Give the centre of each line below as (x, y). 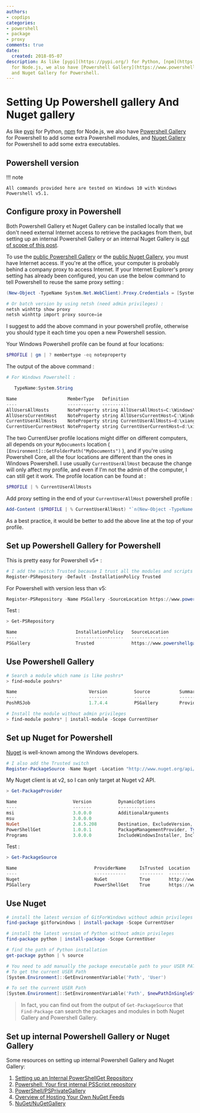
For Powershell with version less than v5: (56, 588)
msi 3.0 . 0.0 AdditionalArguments (87, 813)
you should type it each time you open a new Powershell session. (86, 332)
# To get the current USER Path (46, 972)
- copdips (18, 17)
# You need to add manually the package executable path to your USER (96, 966)
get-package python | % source (45, 955)
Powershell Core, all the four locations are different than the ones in (89, 457)
